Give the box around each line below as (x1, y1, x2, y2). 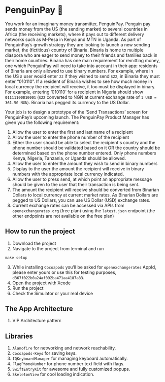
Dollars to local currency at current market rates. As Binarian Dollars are (12, 192, 159, 198)
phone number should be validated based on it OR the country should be (12, 145, 160, 151)
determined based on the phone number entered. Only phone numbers (12, 150, 157, 156)
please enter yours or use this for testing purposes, (12, 269, 117, 275)
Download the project (12, 240, 57, 246)
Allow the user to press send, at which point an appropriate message (12, 176, 152, 182)
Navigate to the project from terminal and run (12, 245, 104, 251)
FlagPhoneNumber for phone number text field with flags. (12, 361, 125, 367)
